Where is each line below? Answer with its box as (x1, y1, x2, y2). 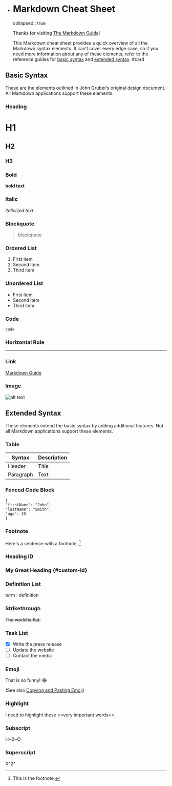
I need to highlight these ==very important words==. (5, 712, 116, 718)
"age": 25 (5, 511, 27, 516)
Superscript (5, 749, 36, 756)
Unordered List (5, 280, 44, 287)
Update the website (12, 647, 55, 653)
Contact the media (12, 653, 52, 659)
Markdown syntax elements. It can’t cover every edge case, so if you (12, 45, 159, 51)
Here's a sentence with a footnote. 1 (5, 539, 81, 546)
